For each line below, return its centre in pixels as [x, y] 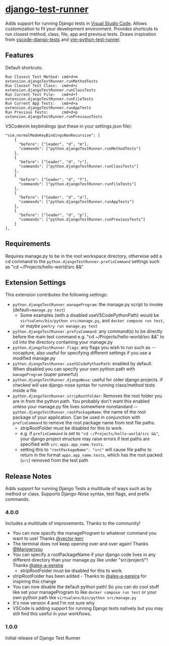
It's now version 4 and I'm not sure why [53, 603]
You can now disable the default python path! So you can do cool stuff [86, 587]
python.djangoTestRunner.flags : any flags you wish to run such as [81, 348]
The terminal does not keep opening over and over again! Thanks [80, 544]
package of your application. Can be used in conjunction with [76, 417]
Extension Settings [36, 283]
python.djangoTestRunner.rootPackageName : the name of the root [79, 412]
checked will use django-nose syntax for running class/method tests [84, 385]
